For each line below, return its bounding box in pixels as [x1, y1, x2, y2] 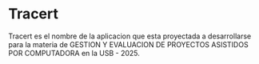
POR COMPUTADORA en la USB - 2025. [8, 48, 140, 58]
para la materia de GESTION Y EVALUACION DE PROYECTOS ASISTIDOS [8, 39, 249, 49]
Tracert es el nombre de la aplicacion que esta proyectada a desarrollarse [8, 31, 252, 41]
